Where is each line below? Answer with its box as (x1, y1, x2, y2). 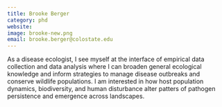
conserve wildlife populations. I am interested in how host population (7, 77, 204, 85)
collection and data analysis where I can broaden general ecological (7, 63, 203, 71)
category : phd (7, 17, 49, 24)
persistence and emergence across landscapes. (7, 92, 145, 101)
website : (7, 23, 33, 30)
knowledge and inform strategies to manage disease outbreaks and (7, 70, 200, 79)
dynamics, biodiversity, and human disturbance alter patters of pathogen (7, 85, 216, 93)
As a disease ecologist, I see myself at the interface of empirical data (7, 55, 205, 63)
